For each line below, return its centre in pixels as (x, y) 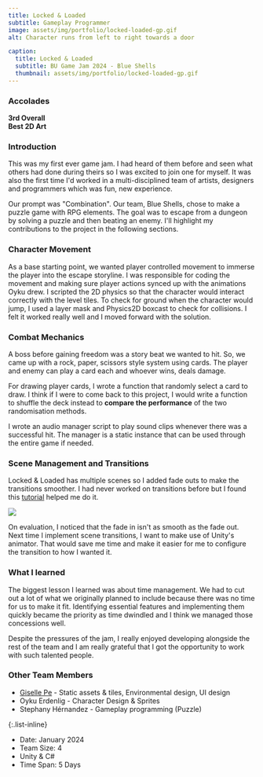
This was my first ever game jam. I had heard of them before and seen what (131, 164)
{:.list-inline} (28, 724)
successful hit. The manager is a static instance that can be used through (127, 434)
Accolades (29, 101)
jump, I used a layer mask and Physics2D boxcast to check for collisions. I (128, 308)
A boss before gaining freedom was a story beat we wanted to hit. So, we (127, 354)
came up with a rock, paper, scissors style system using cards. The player (128, 362)
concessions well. (37, 623)
